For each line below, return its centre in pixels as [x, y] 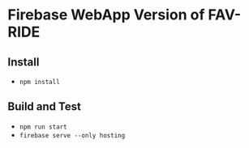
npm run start [43, 127]
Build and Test [45, 107]
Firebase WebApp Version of [106, 15]
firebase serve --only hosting [72, 135]
